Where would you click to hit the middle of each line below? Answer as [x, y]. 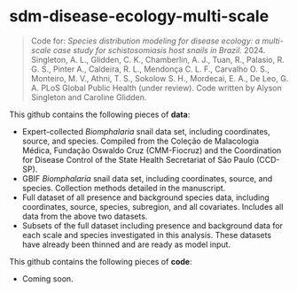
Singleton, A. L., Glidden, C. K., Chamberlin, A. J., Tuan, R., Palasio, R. [158, 59]
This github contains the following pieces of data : [100, 114]
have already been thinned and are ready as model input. [126, 244]
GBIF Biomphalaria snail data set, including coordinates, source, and [147, 178]
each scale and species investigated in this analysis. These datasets [147, 235]
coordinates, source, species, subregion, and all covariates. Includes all [152, 206]
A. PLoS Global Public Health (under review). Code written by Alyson [156, 88]
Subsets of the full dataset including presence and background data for [152, 225]
